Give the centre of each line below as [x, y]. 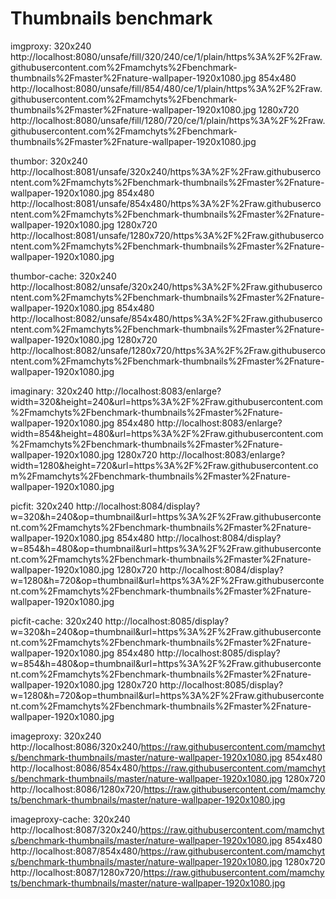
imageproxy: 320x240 [56, 736]
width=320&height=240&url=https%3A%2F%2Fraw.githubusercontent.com [167, 401]
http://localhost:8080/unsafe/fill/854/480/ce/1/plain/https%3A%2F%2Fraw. [166, 88]
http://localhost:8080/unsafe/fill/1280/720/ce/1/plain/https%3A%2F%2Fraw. [168, 120]
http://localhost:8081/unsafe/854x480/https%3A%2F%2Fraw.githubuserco [166, 203]
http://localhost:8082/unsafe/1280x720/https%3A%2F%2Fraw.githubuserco [168, 350]
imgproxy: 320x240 [51, 46]
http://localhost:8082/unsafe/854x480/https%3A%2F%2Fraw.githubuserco [166, 318]
